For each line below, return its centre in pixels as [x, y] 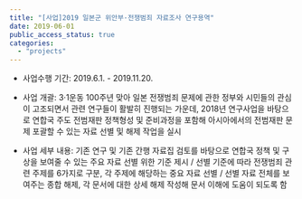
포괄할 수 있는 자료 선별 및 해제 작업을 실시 [107, 131]
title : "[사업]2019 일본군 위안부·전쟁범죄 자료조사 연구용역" [112, 18]
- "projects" [42, 52]
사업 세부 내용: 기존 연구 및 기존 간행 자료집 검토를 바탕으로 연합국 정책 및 [151, 151]
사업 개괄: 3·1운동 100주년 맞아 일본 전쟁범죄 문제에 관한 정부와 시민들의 [149, 98]
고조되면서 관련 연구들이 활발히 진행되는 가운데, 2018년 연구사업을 [148, 109]
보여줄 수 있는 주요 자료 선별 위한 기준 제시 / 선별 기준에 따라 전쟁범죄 [161, 162]
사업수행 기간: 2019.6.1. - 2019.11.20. [88, 79]
